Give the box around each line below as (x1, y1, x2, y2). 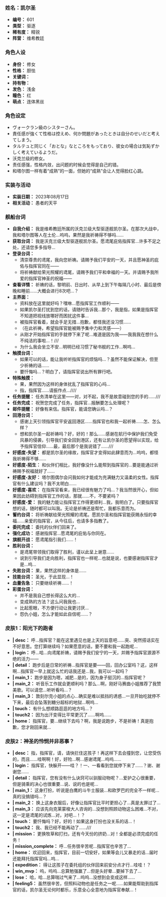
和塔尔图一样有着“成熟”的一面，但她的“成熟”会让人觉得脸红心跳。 (12, 168, 146, 174)
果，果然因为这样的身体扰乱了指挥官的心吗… (19, 381, 111, 387)
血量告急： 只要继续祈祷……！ (12, 580, 73, 586)
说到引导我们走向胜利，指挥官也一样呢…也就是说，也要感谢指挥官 (19, 555, 154, 561)
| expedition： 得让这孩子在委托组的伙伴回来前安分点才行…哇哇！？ (12, 862, 151, 868)
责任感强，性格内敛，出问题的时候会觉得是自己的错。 (12, 162, 121, 168)
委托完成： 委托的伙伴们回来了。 (12, 524, 79, 530)
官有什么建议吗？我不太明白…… (12, 481, 77, 487)
